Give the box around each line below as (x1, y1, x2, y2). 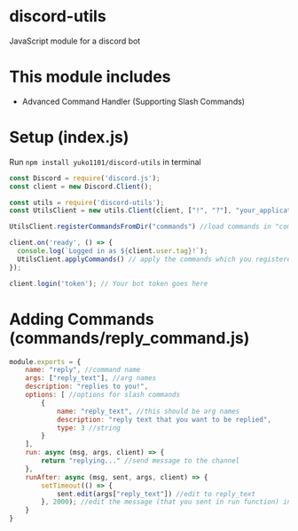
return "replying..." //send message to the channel (41, 456, 240, 465)
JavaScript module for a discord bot (9, 36, 141, 46)
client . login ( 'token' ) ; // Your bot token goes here (9, 279, 208, 288)
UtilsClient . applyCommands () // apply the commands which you (17, 255, 252, 264)
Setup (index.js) (9, 127, 129, 147)
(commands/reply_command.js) (9, 328, 250, 348)
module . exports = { (9, 357, 82, 366)
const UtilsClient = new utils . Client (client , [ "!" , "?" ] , (9, 206, 232, 215)
